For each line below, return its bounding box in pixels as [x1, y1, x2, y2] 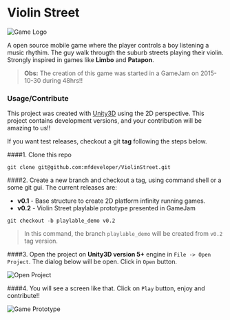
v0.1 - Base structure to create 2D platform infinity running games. [17, 197, 206, 205]
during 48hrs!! [42, 76, 83, 84]
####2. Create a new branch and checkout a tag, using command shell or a [7, 176, 222, 184]
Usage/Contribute [7, 93, 69, 103]
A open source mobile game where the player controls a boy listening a [7, 41, 209, 49]
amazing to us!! [7, 124, 51, 132]
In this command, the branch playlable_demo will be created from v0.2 [23, 230, 223, 238]
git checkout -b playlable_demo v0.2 [7, 217, 116, 225]
